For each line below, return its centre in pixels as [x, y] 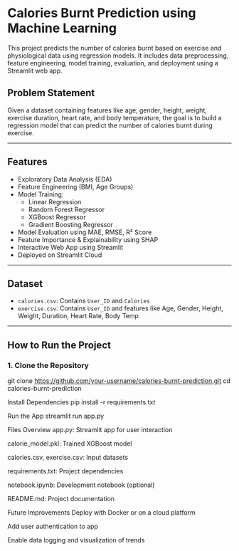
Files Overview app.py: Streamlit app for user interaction [90, 430]
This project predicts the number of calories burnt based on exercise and [115, 48]
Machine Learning [62, 28]
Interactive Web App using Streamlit [70, 247]
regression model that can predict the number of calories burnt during [110, 125]
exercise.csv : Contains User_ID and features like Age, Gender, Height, [121, 308]
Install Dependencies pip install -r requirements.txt [81, 402]
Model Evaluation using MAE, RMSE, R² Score [85, 232]
